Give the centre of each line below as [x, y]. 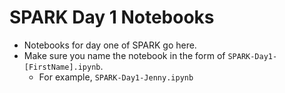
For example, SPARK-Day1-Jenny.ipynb [116, 77]
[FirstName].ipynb [62, 67]
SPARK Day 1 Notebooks [112, 17]
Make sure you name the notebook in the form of [124, 55]
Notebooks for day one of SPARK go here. [110, 45]
